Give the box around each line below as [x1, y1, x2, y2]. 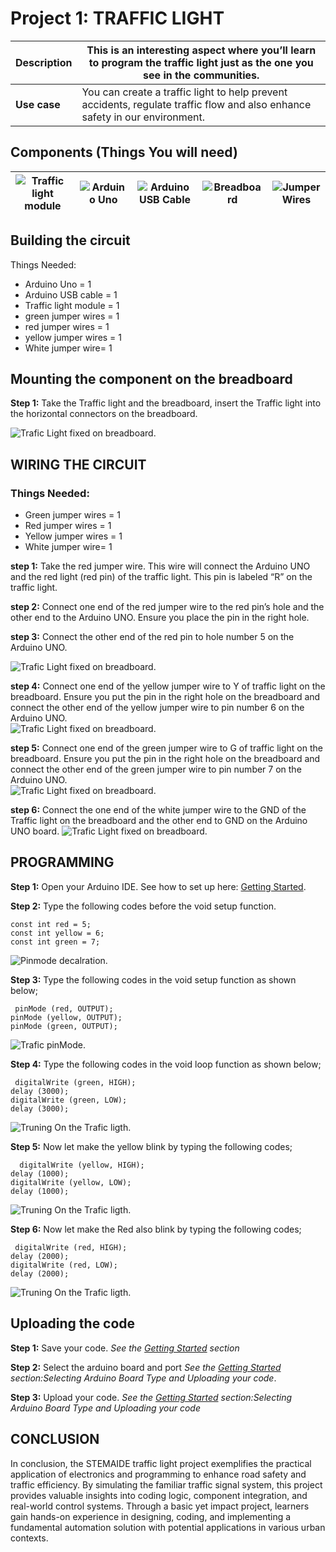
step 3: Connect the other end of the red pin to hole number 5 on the [10, 631, 295, 643]
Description [15, 55, 73, 69]
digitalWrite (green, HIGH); [14, 1077, 137, 1087]
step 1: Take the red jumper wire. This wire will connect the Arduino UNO [10, 560, 311, 572]
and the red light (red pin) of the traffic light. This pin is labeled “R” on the [10, 571, 313, 583]
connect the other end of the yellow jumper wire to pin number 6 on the [10, 702, 305, 714]
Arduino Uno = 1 [24, 278, 92, 290]
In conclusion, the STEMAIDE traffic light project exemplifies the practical [10, 1457, 312, 1469]
